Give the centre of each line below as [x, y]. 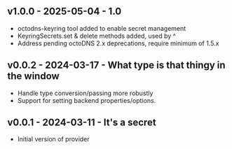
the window [33, 76]
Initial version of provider [53, 139]
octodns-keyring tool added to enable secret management [102, 28]
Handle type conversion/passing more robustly [85, 93]
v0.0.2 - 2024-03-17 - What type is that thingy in [116, 65]
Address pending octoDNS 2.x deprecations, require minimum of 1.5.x [118, 43]
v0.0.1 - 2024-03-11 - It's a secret [82, 123]
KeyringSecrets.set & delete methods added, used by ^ [97, 36]
